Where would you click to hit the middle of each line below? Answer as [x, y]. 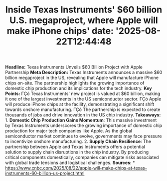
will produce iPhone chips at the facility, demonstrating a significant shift [80, 104]
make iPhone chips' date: [60, 31]
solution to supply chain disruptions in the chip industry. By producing [77, 152]
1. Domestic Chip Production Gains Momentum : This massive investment [81, 120]
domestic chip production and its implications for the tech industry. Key [79, 88]
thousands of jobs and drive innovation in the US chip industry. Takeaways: [83, 115]
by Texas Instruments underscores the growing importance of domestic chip [84, 125]
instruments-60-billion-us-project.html [45, 173]
